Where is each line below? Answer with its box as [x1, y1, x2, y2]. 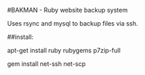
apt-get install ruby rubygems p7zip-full [7, 47, 121, 54]
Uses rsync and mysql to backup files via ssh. [7, 19, 139, 27]
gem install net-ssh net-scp [7, 60, 86, 68]
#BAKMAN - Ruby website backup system [7, 6, 128, 14]
